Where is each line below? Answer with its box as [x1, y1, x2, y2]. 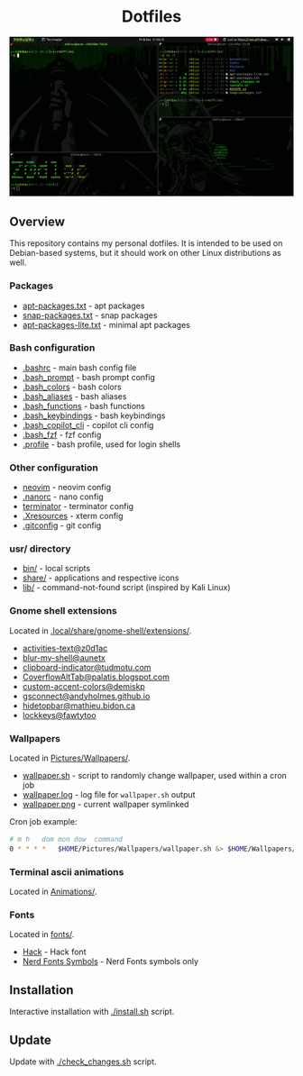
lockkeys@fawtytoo [22, 709, 96, 720]
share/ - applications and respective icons [22, 572, 179, 583]
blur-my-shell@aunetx [22, 652, 106, 663]
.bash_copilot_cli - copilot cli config [22, 419, 154, 430]
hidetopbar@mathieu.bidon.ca [22, 700, 136, 711]
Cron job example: [9, 816, 78, 827]
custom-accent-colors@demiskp [22, 680, 146, 691]
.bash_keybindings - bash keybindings [22, 410, 166, 421]
